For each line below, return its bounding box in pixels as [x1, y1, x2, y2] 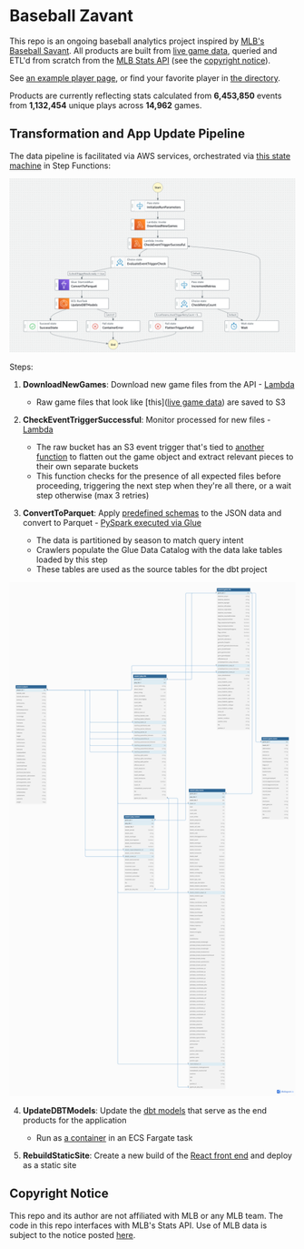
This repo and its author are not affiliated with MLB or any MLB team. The [9, 1210, 284, 1221]
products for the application [22, 1114, 127, 1125]
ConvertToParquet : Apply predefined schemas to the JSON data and [22, 507, 282, 519]
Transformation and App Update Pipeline [9, 126, 245, 142]
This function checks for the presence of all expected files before [35, 470, 281, 481]
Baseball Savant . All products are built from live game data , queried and [9, 45, 278, 55]
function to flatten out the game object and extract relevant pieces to [35, 451, 294, 462]
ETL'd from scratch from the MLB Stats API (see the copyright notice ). [9, 55, 270, 65]
